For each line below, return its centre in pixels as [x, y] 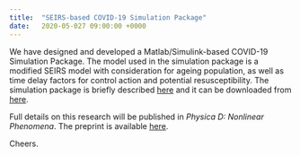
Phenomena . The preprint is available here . [89, 126]
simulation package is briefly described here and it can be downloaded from [150, 90]
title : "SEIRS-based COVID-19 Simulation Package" [108, 17]
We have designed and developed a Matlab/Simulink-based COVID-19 [139, 51]
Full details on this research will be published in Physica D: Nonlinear [137, 117]
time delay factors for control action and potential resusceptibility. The [139, 80]
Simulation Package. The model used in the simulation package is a [134, 61]
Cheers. [24, 143]
